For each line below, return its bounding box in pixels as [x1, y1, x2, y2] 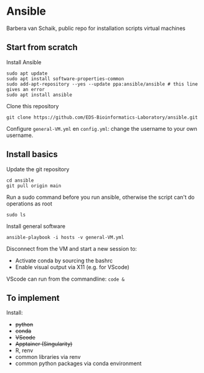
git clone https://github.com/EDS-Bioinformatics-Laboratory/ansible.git [6, 114, 199, 120]
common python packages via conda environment [15, 360, 142, 367]
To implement [6, 292, 60, 303]
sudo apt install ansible [6, 92, 72, 98]
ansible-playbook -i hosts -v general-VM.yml [6, 234, 124, 240]
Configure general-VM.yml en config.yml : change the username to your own [6, 125, 197, 132]
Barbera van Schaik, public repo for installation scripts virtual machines [6, 24, 186, 32]
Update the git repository [6, 165, 70, 172]
